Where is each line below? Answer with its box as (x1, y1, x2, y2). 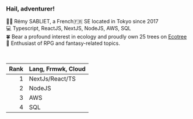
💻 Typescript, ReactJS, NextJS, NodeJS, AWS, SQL (6, 25, 131, 32)
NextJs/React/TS (29, 75, 76, 83)
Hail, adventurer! (6, 5, 55, 13)
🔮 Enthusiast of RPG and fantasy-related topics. (6, 40, 121, 47)
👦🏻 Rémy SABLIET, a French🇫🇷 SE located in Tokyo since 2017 (6, 18, 159, 25)
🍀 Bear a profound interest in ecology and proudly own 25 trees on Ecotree (6, 33, 187, 40)
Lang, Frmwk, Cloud (29, 65, 86, 73)
